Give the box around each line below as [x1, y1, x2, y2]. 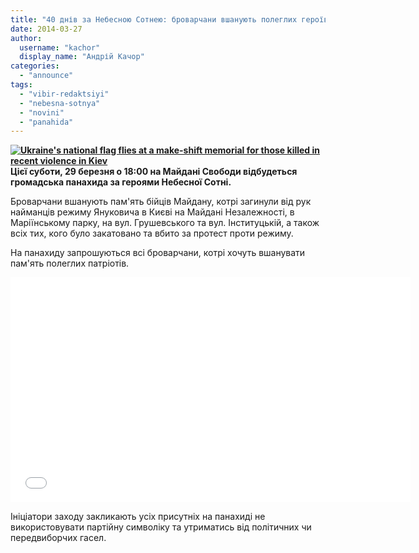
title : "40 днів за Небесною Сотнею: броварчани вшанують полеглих [10, 14, 298, 25]
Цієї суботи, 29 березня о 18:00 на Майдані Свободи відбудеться [10, 166, 298, 178]
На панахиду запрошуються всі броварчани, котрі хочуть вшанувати [10, 247, 306, 259]
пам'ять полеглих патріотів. [10, 257, 130, 270]
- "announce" [19, 71, 74, 81]
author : [10, 33, 43, 43]
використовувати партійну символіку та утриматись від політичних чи [10, 521, 312, 533]
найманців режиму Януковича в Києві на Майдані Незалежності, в [10, 206, 295, 218]
